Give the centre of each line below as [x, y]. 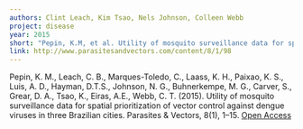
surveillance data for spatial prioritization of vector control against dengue [147, 106]
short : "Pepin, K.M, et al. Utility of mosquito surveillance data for [147, 43]
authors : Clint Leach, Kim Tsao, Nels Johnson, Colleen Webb [127, 18]
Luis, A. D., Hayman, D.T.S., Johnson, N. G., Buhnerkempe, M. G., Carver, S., [151, 87]
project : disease [42, 26]
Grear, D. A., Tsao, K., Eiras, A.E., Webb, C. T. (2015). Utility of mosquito [142, 97]
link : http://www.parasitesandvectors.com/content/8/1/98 [120, 51]
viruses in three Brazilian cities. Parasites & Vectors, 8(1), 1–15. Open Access [150, 115]
